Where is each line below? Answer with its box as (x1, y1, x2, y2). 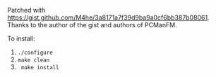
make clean (17, 57, 50, 64)
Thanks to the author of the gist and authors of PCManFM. (7, 21, 178, 29)
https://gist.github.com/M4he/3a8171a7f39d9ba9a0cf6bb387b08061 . (7, 13, 210, 22)
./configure (17, 49, 53, 56)
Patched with (7, 6, 46, 14)
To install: (7, 34, 35, 43)
